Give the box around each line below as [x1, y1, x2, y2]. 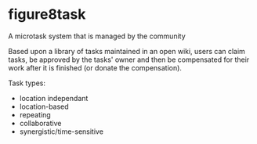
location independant [19, 93, 89, 103]
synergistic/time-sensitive [19, 127, 104, 136]
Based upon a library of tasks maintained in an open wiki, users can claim [8, 46, 245, 56]
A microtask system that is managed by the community [8, 31, 186, 41]
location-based [19, 102, 69, 111]
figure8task [8, 5, 86, 23]
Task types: [8, 78, 45, 88]
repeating [19, 110, 51, 119]
